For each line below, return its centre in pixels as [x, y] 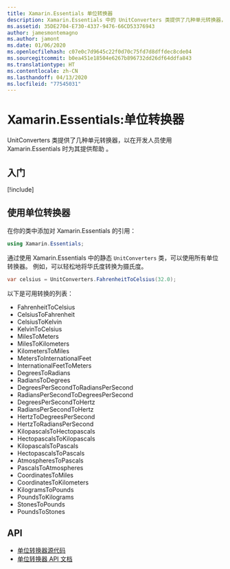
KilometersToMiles [43, 350]
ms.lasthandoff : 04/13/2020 [47, 77]
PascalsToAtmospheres [50, 467]
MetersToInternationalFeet [54, 358]
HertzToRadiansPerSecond [55, 424]
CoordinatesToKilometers [53, 482]
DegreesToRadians [44, 372]
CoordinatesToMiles [45, 475]
